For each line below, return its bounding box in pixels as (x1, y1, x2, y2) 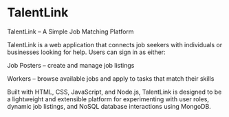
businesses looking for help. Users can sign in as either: (7, 48, 166, 56)
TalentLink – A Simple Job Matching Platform (7, 27, 134, 36)
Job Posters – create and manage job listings (7, 61, 135, 69)
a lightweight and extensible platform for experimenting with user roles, (7, 94, 210, 103)
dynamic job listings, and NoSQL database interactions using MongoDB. (7, 102, 211, 110)
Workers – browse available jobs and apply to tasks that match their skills (7, 74, 215, 83)
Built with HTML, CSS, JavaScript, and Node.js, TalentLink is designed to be (7, 88, 222, 96)
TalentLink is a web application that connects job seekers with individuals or (7, 40, 223, 49)
